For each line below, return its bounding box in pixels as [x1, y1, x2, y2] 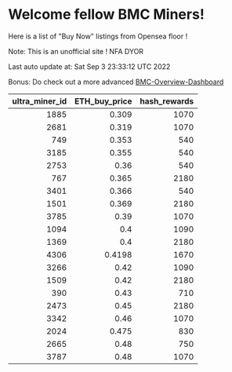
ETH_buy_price [74, 96, 132, 107]
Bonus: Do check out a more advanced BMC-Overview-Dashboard [8, 77, 224, 86]
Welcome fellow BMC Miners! [8, 5, 205, 24]
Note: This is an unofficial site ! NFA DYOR [8, 46, 143, 56]
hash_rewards [140, 96, 194, 107]
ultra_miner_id [12, 96, 67, 107]
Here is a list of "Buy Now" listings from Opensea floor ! [8, 31, 188, 41]
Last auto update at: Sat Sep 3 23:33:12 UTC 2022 [8, 61, 171, 71]
